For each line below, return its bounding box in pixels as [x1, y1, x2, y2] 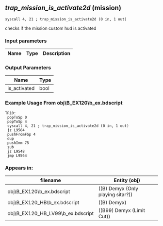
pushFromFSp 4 [7, 132, 36, 137]
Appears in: [5, 164, 33, 171]
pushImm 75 [7, 140, 29, 145]
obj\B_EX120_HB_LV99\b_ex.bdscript [7, 210, 94, 217]
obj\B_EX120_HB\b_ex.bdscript [7, 199, 80, 206]
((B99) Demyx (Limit [98, 207, 146, 213]
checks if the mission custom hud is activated [5, 25, 97, 31]
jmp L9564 [7, 153, 27, 158]
